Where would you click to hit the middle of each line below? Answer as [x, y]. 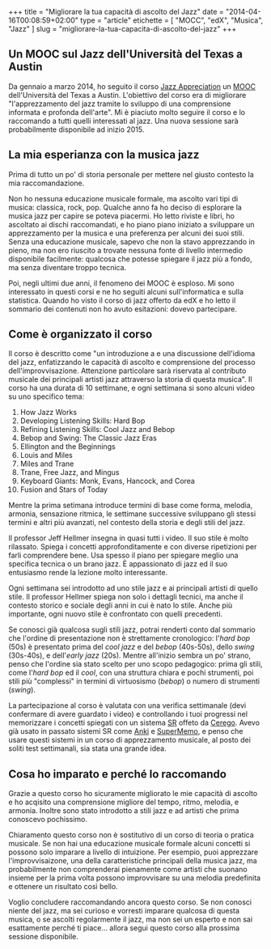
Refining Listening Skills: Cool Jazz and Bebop [97, 430]
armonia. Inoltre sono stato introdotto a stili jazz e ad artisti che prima [124, 811]
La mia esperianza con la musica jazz [104, 155]
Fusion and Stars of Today [64, 489]
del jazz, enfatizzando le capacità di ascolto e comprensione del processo [132, 362]
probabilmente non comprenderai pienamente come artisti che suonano [128, 870]
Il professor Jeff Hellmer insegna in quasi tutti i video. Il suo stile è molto [129, 538]
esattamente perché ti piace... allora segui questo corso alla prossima [124, 928]
